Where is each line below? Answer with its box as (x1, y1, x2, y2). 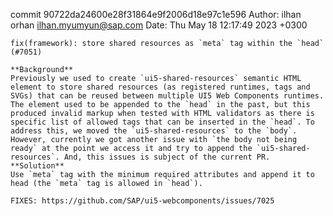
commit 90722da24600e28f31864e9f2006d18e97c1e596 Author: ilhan (10, 9, 302, 20)
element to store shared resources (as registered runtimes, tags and (10, 82, 311, 92)
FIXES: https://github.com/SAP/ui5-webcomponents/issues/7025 (10, 196, 275, 206)
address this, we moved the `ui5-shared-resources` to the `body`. (10, 126, 298, 136)
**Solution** (10, 161, 65, 171)
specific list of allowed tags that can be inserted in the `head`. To (10, 117, 315, 127)
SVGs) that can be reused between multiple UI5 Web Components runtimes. (10, 91, 325, 101)
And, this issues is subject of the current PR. (63, 152, 271, 162)
